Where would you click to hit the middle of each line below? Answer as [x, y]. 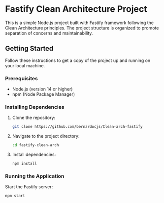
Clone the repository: [34, 118]
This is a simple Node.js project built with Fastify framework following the [80, 23]
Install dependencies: [34, 155]
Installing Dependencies [35, 107]
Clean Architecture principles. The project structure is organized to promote [82, 28]
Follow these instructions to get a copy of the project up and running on [78, 60]
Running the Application [35, 176]
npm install [24, 164]
